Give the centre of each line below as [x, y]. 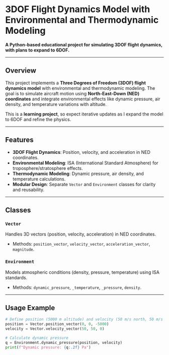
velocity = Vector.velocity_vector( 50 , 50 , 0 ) [55, 329]
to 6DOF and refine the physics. [38, 119]
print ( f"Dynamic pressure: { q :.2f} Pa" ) [48, 347]
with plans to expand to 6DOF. [37, 50]
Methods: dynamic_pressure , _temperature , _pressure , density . [77, 287]
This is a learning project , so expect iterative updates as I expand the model [84, 114]
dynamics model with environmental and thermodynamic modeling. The [80, 88]
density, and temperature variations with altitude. [56, 104]
